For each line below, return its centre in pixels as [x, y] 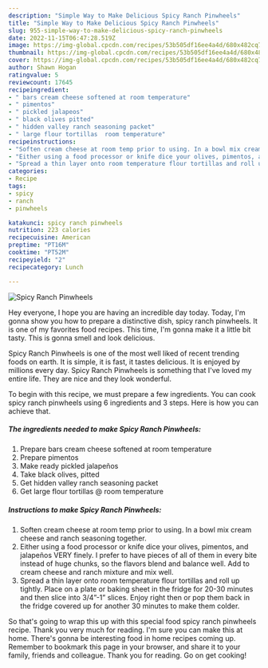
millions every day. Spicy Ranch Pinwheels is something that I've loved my [130, 370]
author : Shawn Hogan [43, 68]
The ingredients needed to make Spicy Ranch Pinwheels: [105, 429]
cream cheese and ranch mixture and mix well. [97, 572]
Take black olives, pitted [59, 474]
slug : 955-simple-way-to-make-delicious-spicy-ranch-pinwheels [116, 30]
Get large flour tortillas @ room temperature [91, 492]
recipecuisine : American [49, 238]
